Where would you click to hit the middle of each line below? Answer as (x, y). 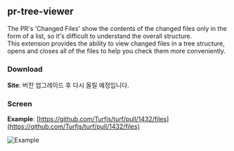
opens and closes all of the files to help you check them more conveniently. (117, 51)
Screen (20, 104)
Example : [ (23, 119)
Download (25, 69)
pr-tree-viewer (40, 12)
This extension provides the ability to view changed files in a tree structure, (116, 43)
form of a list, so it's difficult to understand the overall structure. (99, 36)
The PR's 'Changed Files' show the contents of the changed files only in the (117, 28)
